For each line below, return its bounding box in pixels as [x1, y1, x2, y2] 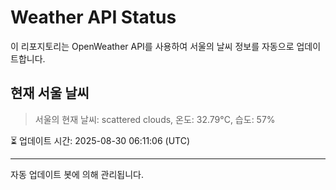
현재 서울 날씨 [10, 85, 90, 102]
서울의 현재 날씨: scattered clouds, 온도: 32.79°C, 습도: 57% [34, 113, 276, 125]
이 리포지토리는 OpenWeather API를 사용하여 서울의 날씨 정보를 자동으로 [10, 40, 295, 52]
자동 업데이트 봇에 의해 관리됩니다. [10, 168, 144, 180]
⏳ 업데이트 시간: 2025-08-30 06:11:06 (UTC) [10, 134, 191, 146]
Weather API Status [10, 6, 177, 29]
